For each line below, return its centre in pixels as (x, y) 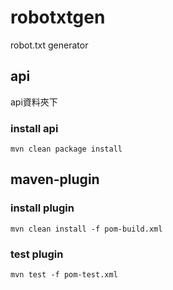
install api (34, 128)
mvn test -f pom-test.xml (64, 275)
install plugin (42, 208)
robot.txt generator (49, 45)
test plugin (37, 254)
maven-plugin (55, 179)
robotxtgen (58, 17)
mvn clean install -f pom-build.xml (86, 229)
